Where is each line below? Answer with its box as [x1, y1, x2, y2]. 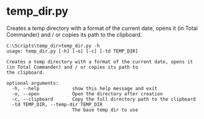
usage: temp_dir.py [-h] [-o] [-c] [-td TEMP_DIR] [6, 48, 138, 54]
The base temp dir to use [72, 107, 138, 113]
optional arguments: [6, 80, 59, 86]
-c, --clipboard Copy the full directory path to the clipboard [12, 96, 196, 102]
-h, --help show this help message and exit [12, 85, 157, 92]
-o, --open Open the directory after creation [12, 90, 164, 97]
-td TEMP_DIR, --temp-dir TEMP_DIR [12, 101, 103, 107]
